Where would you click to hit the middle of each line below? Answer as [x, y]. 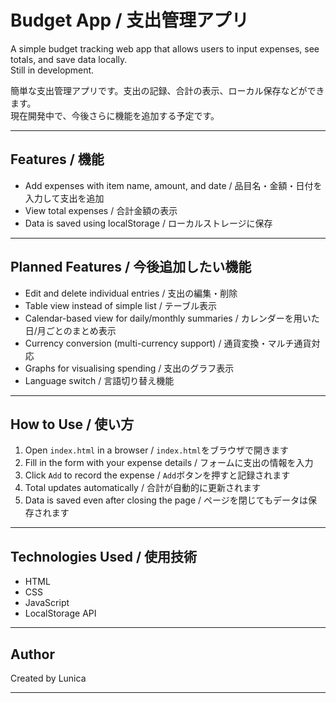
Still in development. [52, 70]
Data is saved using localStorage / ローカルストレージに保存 [148, 223]
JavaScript [47, 603]
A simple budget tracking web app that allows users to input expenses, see [165, 48]
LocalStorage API [60, 613]
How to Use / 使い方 [72, 424]
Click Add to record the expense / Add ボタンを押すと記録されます [157, 475]
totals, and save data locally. [69, 59]
